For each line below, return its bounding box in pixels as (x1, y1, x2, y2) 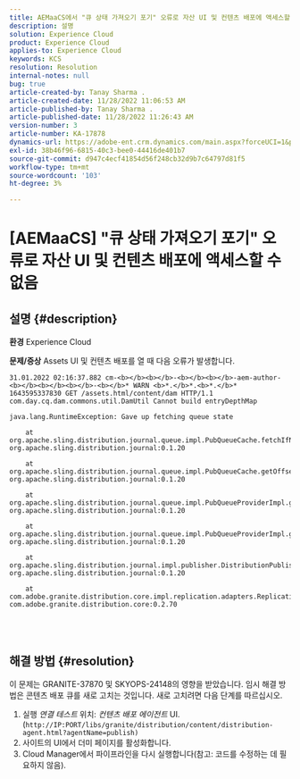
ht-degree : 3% (9, 180, 62, 188)
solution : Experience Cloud (9, 29, 114, 38)
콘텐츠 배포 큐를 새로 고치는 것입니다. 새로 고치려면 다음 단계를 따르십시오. (25, 690, 283, 700)
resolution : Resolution (9, 63, 98, 72)
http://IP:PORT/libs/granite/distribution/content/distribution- (25, 720, 274, 729)
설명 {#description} (9, 311, 118, 326)
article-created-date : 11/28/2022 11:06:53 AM (9, 96, 186, 105)
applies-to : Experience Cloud (9, 46, 122, 55)
